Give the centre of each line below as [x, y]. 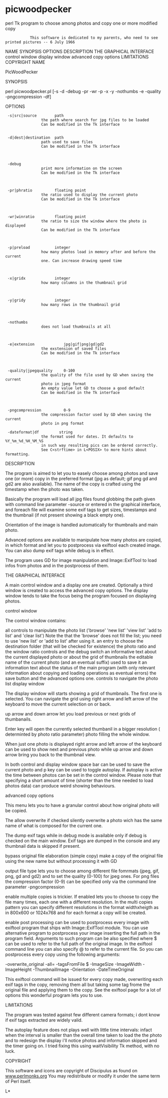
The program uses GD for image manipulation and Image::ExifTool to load [81, 560]
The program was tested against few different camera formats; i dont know [83, 1015]
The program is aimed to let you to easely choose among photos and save [82, 473]
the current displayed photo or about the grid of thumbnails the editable [79, 657]
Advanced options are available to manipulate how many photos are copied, [83, 540]
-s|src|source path [36, 116]
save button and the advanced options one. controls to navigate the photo [82, 678]
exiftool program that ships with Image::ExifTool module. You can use [77, 928]
